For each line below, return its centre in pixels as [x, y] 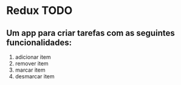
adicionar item [33, 57]
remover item [32, 63]
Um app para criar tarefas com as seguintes [90, 33]
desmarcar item [35, 76]
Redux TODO [39, 11]
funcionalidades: [39, 42]
